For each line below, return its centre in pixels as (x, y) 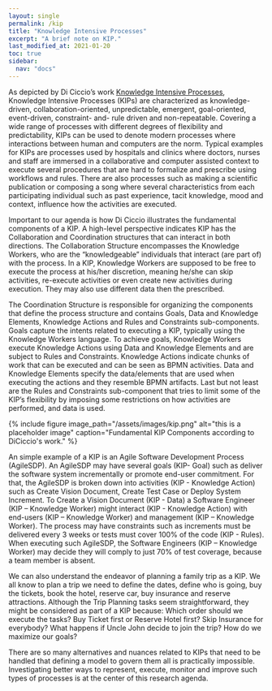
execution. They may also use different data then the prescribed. (117, 288)
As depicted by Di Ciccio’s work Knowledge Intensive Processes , (117, 92)
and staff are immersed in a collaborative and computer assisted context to (134, 161)
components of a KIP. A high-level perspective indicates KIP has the (122, 228)
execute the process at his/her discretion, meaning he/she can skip (121, 271)
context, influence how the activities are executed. (93, 204)
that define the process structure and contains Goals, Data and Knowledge (133, 313)
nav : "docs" (36, 69)
